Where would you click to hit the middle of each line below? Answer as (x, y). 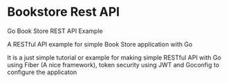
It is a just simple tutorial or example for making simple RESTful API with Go (114, 57)
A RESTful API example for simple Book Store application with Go (100, 44)
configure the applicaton (42, 72)
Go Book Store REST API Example (55, 31)
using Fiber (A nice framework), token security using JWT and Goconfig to (113, 64)
